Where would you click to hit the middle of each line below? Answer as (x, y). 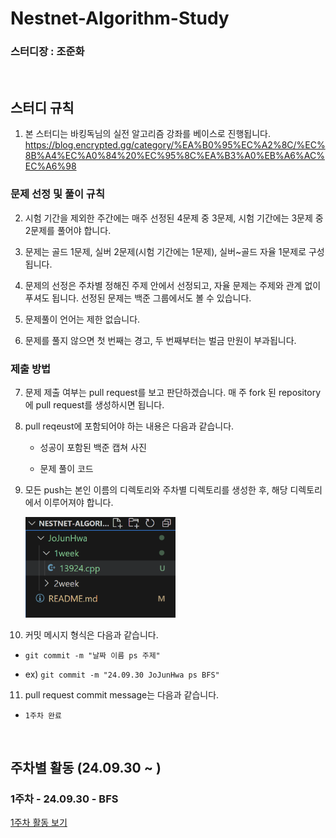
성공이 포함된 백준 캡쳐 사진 (93, 447)
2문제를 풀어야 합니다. (68, 230)
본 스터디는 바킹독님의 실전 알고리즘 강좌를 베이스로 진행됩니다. (148, 134)
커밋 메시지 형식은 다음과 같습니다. (91, 634)
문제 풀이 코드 (66, 468)
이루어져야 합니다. (78, 502)
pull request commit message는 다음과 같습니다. (122, 694)
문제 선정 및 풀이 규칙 (57, 194)
